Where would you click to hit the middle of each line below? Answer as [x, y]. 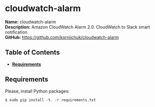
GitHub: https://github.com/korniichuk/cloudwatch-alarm [62, 37]
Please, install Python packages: [37, 91]
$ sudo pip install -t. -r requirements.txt [50, 100]
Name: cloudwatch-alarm [31, 22]
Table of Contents [33, 53]
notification [16, 32]
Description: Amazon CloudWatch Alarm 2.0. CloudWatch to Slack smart [78, 27]
